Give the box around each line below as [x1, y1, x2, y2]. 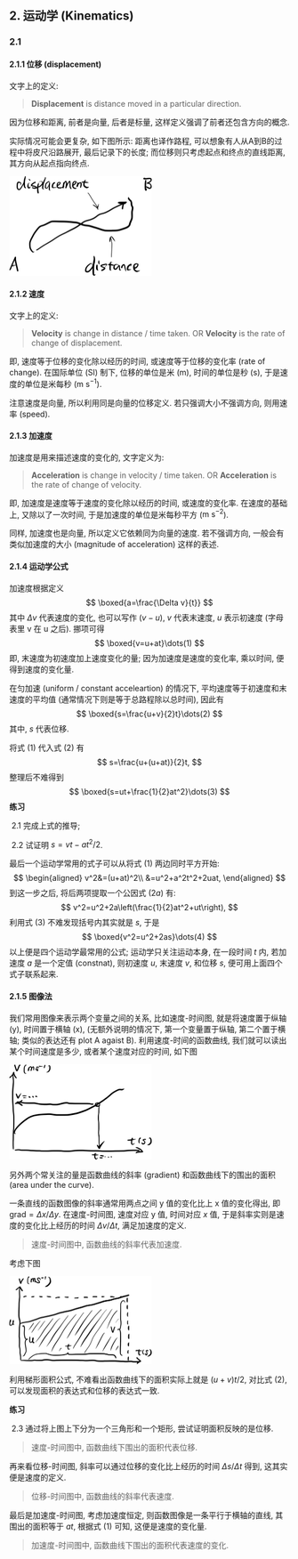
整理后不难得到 [9, 771, 64, 782]
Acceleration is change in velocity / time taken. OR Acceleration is [30, 470, 278, 481]
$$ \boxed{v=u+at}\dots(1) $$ [94, 637, 205, 648]
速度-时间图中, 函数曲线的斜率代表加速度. [30, 1239, 182, 1249]
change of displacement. [30, 337, 123, 348]
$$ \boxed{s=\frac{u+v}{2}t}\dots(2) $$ [76, 708, 223, 719]
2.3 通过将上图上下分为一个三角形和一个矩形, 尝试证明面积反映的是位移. [11, 1423, 274, 1434]
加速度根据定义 [9, 582, 64, 594]
